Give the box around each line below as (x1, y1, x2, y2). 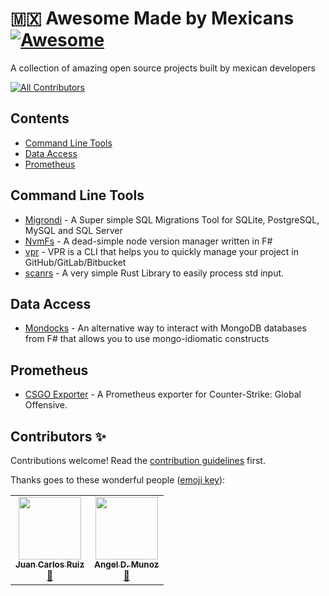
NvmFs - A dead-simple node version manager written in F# (24, 235, 273, 247)
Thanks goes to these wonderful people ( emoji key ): (10, 474, 226, 486)
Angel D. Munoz (94, 559, 160, 570)
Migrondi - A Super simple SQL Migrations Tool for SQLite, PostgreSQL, (24, 213, 320, 226)
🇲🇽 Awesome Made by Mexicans (10, 7, 295, 30)
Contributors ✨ (10, 428, 107, 445)
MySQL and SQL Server (24, 224, 123, 236)
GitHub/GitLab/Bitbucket (24, 256, 127, 268)
